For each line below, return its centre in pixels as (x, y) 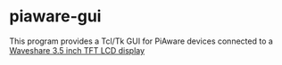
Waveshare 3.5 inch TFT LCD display (77, 50)
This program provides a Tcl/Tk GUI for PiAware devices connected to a (141, 41)
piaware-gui (55, 16)
